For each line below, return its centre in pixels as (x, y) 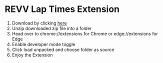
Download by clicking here (39, 23)
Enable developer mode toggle (43, 44)
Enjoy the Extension (32, 55)
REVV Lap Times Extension (62, 9)
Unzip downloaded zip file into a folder (52, 28)
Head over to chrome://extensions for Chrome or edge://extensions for (85, 33)
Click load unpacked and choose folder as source (63, 49)
